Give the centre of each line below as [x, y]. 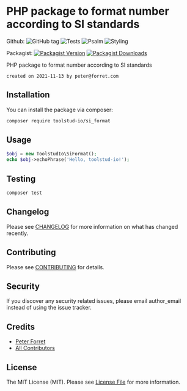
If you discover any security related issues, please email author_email [94, 301]
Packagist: [20, 53]
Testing [21, 179]
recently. [17, 233]
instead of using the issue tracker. [49, 308]
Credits [21, 326]
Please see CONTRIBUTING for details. [56, 267]
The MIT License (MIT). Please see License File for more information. [93, 382]
